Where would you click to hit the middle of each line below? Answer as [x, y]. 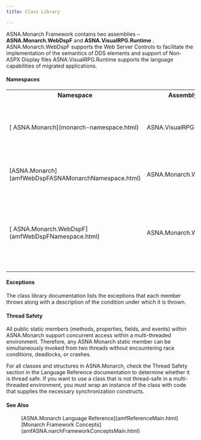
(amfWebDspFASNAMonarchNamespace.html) [75, 178]
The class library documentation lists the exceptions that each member [94, 296]
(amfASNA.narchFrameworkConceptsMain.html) [81, 431]
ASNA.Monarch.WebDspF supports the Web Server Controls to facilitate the [100, 47]
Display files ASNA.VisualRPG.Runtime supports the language [98, 59]
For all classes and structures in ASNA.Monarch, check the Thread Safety [97, 366]
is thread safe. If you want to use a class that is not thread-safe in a [89, 379]
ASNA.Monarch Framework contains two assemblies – [73, 34]
